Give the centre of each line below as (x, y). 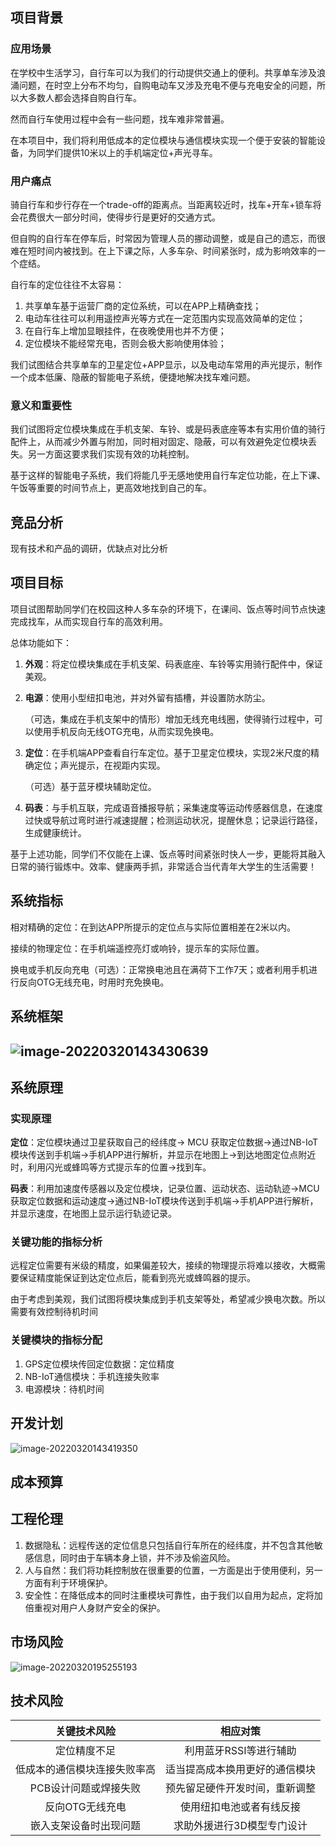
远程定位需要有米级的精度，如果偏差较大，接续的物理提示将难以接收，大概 (163, 1265)
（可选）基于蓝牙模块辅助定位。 (90, 786)
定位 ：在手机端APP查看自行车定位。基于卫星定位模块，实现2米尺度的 (167, 752)
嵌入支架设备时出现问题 (86, 1826)
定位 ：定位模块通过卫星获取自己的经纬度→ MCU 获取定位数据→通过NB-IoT (164, 1142)
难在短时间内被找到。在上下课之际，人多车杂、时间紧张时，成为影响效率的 (163, 250)
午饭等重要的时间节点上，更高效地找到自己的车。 (111, 488)
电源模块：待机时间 (64, 1389)
